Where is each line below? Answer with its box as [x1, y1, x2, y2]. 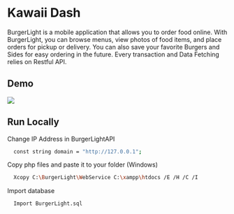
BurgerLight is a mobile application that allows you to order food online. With [7, 28, 228, 36]
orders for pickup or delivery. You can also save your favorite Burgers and [7, 43, 220, 51]
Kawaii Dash [7, 5, 81, 21]
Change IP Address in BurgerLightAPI [7, 135, 115, 143]
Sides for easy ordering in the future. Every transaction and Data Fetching [7, 50, 220, 59]
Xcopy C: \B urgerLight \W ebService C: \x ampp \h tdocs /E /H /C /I [13, 174, 198, 181]
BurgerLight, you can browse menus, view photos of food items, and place [7, 35, 222, 43]
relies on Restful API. [7, 57, 67, 66]
